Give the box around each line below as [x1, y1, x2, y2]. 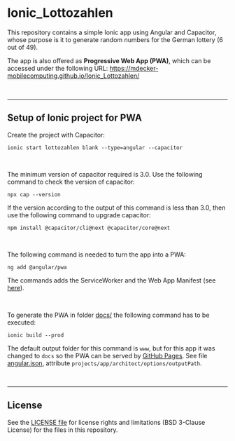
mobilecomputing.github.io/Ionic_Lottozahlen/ [7, 72, 140, 80]
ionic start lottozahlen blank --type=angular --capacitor [7, 144, 183, 151]
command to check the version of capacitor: [7, 177, 135, 186]
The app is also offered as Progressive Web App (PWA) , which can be [7, 56, 211, 65]
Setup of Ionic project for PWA [7, 112, 142, 124]
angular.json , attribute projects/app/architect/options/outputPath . [7, 359, 202, 367]
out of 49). [7, 43, 38, 51]
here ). [7, 283, 24, 292]
